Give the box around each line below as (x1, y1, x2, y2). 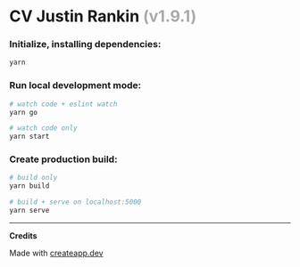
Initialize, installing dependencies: (9, 38, 162, 51)
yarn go (9, 108, 38, 117)
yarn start (9, 132, 50, 142)
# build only (9, 174, 58, 182)
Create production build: (9, 153, 118, 166)
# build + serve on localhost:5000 (9, 198, 142, 206)
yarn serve (9, 206, 50, 215)
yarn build (9, 182, 50, 190)
